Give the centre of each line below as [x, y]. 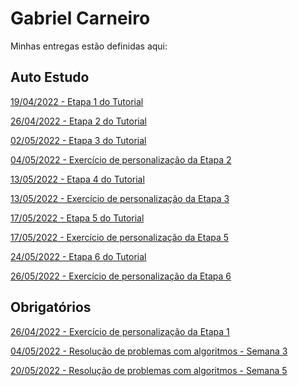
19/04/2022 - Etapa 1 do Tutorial [77, 101]
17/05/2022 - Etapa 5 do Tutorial [77, 218]
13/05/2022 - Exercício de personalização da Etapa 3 [120, 198]
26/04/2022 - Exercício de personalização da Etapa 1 [120, 331]
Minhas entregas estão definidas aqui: [89, 46]
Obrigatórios [51, 307]
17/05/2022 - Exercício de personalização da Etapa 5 [120, 237]
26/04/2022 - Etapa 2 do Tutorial [78, 121]
